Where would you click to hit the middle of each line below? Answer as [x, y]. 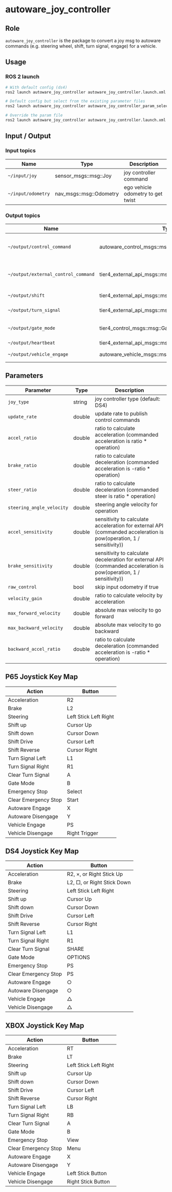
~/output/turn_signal [34, 310]
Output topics [23, 215]
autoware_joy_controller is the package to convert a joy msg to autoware [83, 40]
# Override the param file [34, 115]
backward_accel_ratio [34, 649]
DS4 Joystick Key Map [42, 851]
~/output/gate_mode [31, 328]
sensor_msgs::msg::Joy [83, 176]
